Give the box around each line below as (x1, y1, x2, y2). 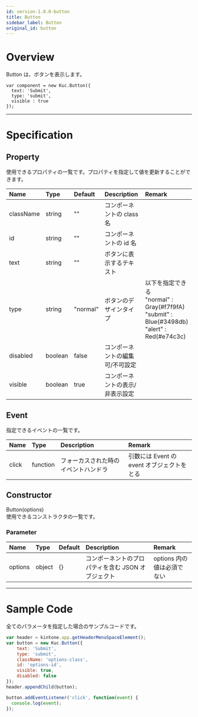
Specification (6, 128, 74, 142)
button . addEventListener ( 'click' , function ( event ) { (6, 695, 138, 700)
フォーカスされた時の (60, 456, 120, 465)
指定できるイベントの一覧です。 (6, 427, 84, 433)
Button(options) (6, 506, 44, 513)
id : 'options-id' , (16, 662, 62, 668)
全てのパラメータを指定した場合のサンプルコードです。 (6, 623, 140, 630)
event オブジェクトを (128, 461, 187, 469)
